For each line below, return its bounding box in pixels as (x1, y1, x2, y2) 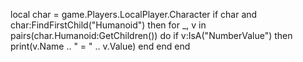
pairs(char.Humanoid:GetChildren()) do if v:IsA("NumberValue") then (10, 30, 293, 41)
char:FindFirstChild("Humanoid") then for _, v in (10, 19, 207, 31)
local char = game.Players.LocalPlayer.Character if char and (10, 9, 258, 20)
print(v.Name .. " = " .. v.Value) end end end (10, 40, 191, 52)
